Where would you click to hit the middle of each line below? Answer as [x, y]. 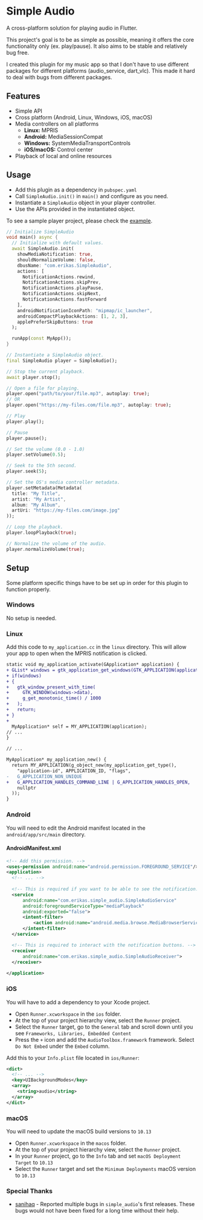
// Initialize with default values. [58, 243]
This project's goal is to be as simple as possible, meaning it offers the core [100, 39]
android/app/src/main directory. [46, 834]
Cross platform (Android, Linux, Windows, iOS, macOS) [84, 117]
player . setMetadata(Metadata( [44, 488]
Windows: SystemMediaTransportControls [77, 143]
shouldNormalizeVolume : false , [56, 260]
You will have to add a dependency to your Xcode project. [78, 1002]
